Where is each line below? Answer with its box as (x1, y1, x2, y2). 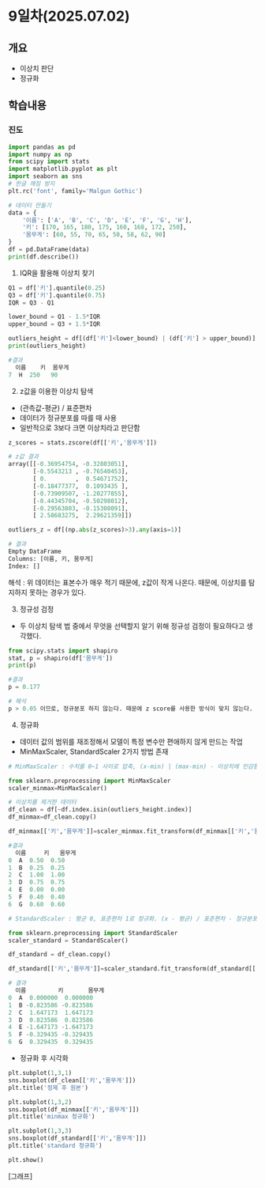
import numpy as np (8, 150, 73, 158)
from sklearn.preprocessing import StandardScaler (8, 929, 178, 937)
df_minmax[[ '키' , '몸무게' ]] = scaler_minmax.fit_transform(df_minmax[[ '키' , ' (8, 827, 255, 835)
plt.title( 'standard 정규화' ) (8, 1142, 103, 1150)
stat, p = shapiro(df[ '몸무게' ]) (8, 654, 113, 662)
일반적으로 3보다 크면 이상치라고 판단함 (19, 422, 140, 432)
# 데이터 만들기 (8, 201, 52, 210)
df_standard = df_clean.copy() (8, 951, 111, 959)
